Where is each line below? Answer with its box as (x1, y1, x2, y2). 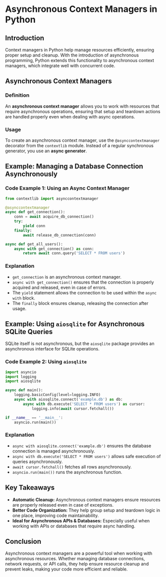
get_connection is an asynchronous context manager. (12, 274, 121, 280)
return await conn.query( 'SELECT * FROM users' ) (23, 251, 125, 256)
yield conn (23, 224, 46, 229)
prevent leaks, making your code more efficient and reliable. (5, 566, 128, 572)
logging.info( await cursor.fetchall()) (31, 406, 114, 411)
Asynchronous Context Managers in (5, 3, 158, 15)
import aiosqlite (5, 379, 41, 384)
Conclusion (5, 537, 42, 546)
